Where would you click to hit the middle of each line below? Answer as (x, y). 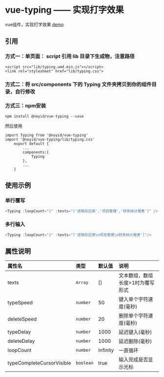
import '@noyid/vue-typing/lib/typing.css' (50, 139)
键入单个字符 (133, 299)
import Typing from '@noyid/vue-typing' (47, 135)
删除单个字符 (133, 316)
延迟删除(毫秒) (135, 341)
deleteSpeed (22, 319)
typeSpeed (20, 303)
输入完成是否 (133, 360)
